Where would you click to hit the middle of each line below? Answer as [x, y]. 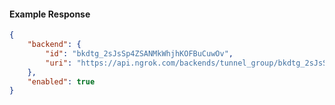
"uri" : [59, 63]
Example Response [50, 14]
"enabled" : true [61, 81]
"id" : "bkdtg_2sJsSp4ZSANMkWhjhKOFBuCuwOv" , [139, 53]
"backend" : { [54, 45]
